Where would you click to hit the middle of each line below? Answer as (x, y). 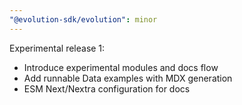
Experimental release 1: (57, 48)
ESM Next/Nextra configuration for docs (107, 88)
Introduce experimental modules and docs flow (121, 67)
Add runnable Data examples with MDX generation (128, 78)
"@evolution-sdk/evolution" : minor (83, 19)
